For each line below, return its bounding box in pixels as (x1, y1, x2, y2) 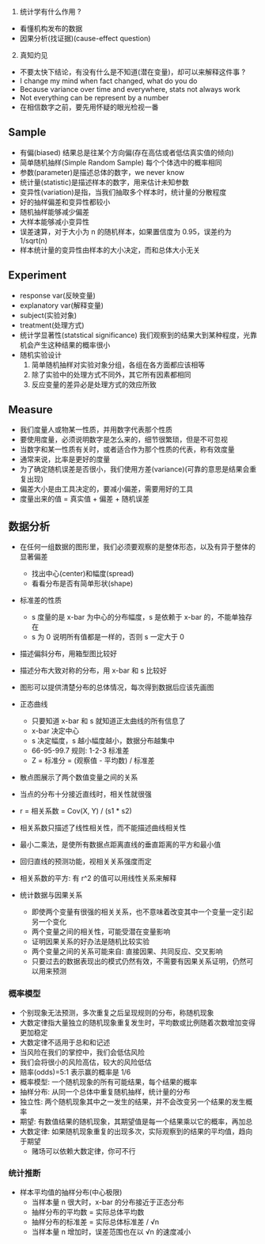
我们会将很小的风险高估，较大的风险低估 (19, 1057, 152, 1067)
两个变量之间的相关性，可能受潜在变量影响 (31, 927, 171, 936)
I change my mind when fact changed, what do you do (19, 76, 198, 85)
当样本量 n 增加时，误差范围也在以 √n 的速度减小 (31, 1227, 191, 1236)
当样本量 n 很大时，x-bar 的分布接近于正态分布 (31, 1197, 184, 1207)
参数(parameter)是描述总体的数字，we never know (19, 167, 184, 176)
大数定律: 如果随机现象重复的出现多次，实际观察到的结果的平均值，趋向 (19, 1126, 253, 1136)
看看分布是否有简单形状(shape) (31, 578, 134, 588)
